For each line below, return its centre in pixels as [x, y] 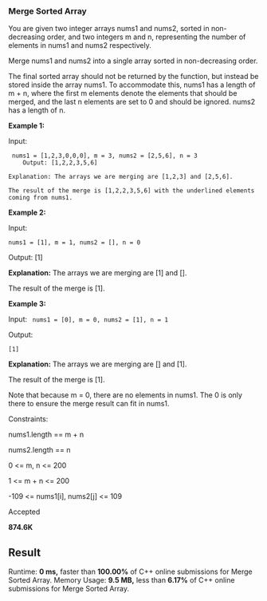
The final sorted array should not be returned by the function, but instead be [133, 77]
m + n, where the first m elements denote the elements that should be [123, 93]
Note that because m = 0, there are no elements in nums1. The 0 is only [126, 395]
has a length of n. [37, 110]
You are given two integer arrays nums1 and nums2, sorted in [109, 29]
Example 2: [27, 212]
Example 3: [27, 304]
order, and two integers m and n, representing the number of [146, 37]
